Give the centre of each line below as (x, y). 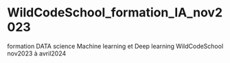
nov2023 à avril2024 (37, 53)
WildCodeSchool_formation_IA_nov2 (115, 13)
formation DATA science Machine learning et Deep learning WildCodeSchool (115, 46)
